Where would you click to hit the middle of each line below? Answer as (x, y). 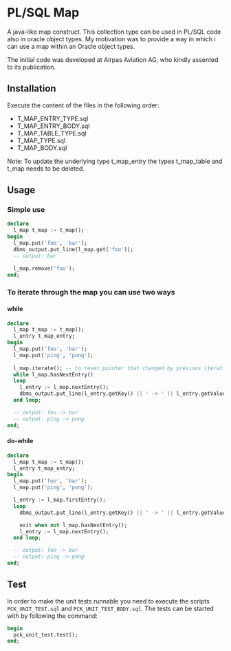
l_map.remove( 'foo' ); (44, 268)
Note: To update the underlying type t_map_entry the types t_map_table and (115, 161)
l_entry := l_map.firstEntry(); (60, 500)
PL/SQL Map (43, 13)
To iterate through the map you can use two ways (91, 292)
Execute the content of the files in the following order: (83, 105)
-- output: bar (35, 256)
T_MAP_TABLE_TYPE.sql (52, 133)
